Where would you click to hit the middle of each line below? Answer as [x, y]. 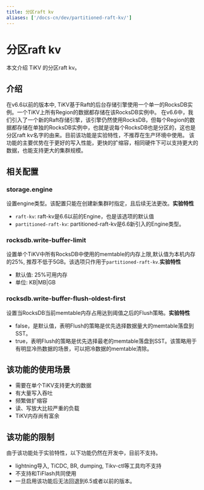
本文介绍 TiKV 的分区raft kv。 [43, 68]
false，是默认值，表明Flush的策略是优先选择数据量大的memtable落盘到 [104, 326]
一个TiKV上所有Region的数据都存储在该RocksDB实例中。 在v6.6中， [103, 112]
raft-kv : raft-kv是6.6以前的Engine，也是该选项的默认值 [84, 216]
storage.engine [30, 189]
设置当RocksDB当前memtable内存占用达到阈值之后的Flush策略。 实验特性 [98, 312]
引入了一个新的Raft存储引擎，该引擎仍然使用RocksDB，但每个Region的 [100, 120]
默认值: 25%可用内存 [41, 275]
